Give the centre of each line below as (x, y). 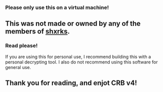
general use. (18, 67)
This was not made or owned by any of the (73, 24)
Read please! (21, 45)
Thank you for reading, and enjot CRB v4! (71, 83)
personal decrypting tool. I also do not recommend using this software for (81, 62)
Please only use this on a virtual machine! (57, 7)
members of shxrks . (37, 31)
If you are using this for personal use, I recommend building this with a (78, 56)
